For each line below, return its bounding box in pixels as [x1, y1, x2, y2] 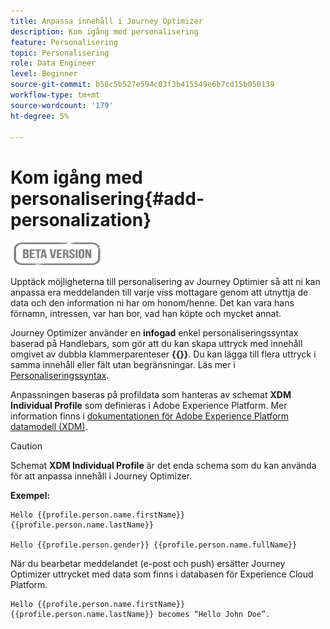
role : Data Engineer [10, 58, 97, 69]
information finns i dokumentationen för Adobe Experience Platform [10, 410, 290, 422]
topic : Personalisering [10, 48, 110, 58]
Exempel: [10, 490, 51, 502]
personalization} [10, 208, 152, 231]
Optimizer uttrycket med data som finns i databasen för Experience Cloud [10, 568, 314, 580]
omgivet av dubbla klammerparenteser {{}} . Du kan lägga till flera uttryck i [10, 348, 317, 360]
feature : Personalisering [10, 37, 118, 47]
